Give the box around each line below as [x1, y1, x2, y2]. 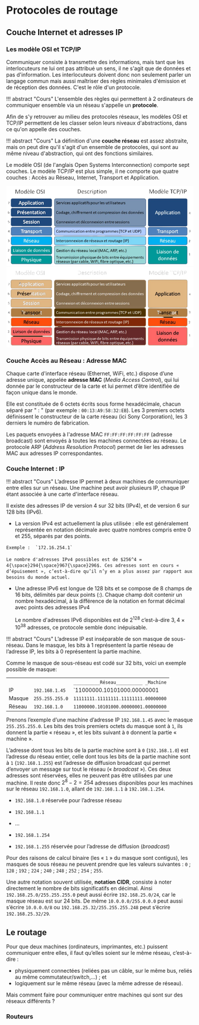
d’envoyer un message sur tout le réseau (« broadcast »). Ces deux [6, 765, 171, 773]
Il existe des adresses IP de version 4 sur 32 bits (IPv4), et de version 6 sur [6, 502, 190, 510]
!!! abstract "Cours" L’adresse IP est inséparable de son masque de [6, 635, 170, 642]
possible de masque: [6, 666, 58, 673]
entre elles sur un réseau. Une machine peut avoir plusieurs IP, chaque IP [6, 485, 185, 492]
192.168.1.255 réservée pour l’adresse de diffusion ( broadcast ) [14, 843, 170, 850]
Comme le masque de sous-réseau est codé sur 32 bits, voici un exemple [6, 659, 187, 666]
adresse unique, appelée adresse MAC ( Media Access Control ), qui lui [6, 377, 179, 384]
